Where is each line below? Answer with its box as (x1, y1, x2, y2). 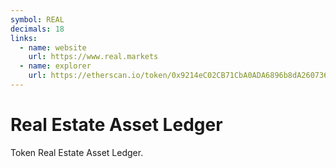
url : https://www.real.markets (28, 52, 159, 62)
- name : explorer (19, 61, 92, 71)
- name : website (19, 42, 87, 53)
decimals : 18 (10, 24, 65, 34)
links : (10, 33, 38, 43)
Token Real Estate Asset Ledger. (10, 146, 144, 158)
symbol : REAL (10, 14, 65, 25)
